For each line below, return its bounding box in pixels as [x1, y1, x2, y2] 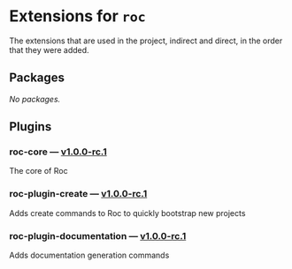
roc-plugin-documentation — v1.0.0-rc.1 [9, 229, 187, 242]
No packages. [9, 93, 61, 104]
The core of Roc [9, 166, 68, 176]
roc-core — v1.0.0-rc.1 [9, 146, 108, 158]
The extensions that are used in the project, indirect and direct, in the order [9, 35, 283, 46]
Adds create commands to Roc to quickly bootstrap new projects [9, 207, 246, 218]
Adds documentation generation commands [9, 250, 170, 261]
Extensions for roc [9, 6, 146, 26]
